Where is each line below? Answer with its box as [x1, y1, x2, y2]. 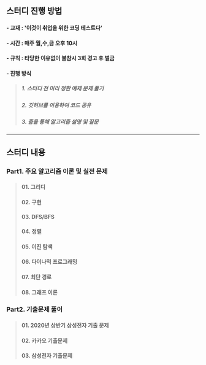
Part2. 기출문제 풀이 [6, 305, 63, 314]
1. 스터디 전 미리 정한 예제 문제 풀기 [21, 85, 104, 92]
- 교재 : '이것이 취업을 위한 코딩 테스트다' [6, 24, 102, 31]
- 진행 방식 [6, 69, 32, 77]
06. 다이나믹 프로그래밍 [21, 258, 78, 266]
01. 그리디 [21, 183, 46, 191]
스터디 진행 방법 [6, 6, 63, 17]
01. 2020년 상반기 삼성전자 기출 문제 [21, 321, 109, 329]
